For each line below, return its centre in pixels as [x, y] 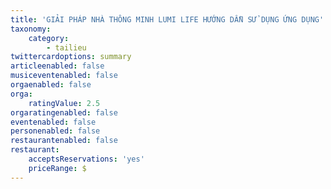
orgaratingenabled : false [64, 112]
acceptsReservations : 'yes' [86, 159]
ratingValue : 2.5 [64, 103]
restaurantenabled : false [64, 141]
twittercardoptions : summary [71, 57]
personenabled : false [55, 131]
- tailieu [66, 47]
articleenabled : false [57, 66]
